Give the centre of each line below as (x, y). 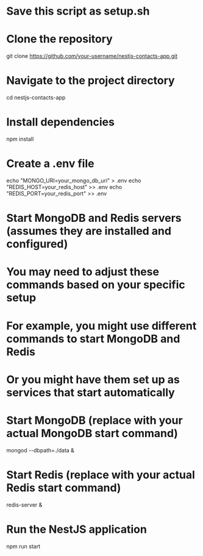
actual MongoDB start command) (92, 433)
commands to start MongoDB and (93, 339)
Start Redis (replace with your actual (101, 475)
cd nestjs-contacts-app (36, 98)
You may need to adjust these (83, 272)
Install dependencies (60, 122)
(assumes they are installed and (89, 231)
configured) (37, 244)
